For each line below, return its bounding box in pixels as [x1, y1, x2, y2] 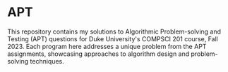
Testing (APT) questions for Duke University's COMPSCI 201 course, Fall [7, 34, 219, 43]
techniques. [30, 57, 65, 65]
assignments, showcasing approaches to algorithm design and [7, 50, 190, 58]
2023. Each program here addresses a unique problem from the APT [7, 42, 207, 50]
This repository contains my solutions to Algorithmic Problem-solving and [7, 27, 221, 36]
